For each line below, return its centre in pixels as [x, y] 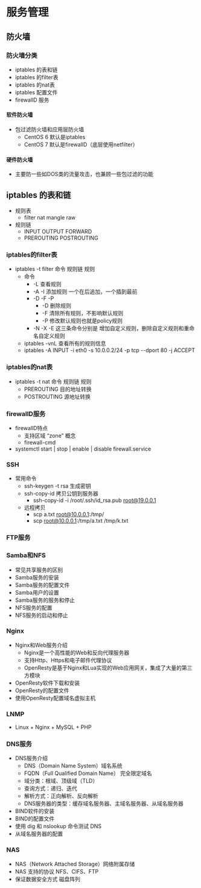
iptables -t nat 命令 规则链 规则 [53, 381]
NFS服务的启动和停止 [41, 615]
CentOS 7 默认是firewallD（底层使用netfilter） [81, 145]
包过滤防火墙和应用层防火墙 [49, 129]
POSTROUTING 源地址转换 [57, 396]
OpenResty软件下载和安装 [47, 683]
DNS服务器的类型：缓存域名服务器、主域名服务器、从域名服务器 [104, 804]
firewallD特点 [31, 428]
